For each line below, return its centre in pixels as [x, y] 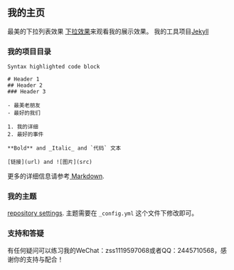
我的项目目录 [30, 51]
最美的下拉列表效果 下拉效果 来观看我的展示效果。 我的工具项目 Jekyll [108, 31]
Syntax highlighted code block [54, 67]
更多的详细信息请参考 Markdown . [56, 176]
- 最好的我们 [24, 113]
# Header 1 [23, 79]
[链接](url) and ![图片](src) [50, 162]
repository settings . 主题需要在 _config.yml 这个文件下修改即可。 [103, 213]
